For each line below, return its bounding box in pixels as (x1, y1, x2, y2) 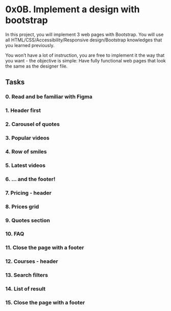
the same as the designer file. (5, 63, 68, 69)
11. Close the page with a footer (5, 244, 84, 251)
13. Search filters (5, 272, 48, 279)
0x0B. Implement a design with (5, 4, 140, 15)
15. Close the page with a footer (5, 299, 85, 306)
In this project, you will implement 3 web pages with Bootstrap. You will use (5, 31, 164, 37)
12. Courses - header (5, 258, 58, 265)
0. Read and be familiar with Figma (5, 93, 93, 100)
